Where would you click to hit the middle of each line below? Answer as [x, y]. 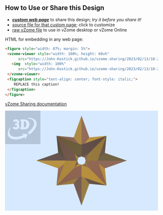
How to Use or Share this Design [55, 8]
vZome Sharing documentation [36, 104]
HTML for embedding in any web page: [44, 39]
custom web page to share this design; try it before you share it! [77, 19]
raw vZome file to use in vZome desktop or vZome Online [69, 30]
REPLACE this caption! [37, 84]
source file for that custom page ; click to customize [63, 25]
